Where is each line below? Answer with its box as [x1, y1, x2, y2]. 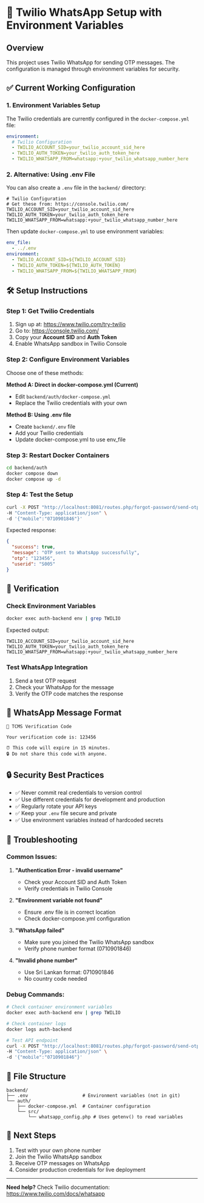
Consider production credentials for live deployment [15, 1166, 146, 1173]
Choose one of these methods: [6, 369, 84, 376]
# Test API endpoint [6, 1037, 59, 1043]
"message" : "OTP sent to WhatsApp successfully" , [12, 550, 140, 556]
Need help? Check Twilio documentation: [6, 1184, 110, 1191]
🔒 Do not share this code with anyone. [6, 751, 107, 757]
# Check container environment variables [6, 1004, 113, 1010]
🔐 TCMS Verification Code [6, 724, 72, 730]
